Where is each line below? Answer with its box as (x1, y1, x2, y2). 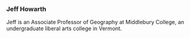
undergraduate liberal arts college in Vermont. (6, 25, 122, 32)
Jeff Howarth (6, 5, 47, 13)
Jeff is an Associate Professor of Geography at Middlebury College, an (6, 19, 185, 26)
